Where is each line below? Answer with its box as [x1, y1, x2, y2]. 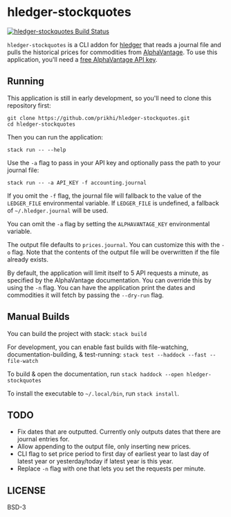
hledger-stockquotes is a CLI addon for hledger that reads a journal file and [7, 40, 221, 49]
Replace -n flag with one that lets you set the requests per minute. [17, 464, 206, 473]
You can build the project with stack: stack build [7, 329, 147, 337]
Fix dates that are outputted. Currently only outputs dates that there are [17, 427, 221, 436]
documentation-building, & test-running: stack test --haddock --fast [7, 350, 207, 358]
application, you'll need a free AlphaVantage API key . [7, 55, 158, 63]
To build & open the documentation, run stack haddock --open [7, 369, 184, 378]
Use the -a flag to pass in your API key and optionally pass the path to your [7, 158, 221, 167]
